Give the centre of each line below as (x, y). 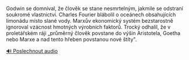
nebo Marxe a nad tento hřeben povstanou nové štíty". (71, 39)
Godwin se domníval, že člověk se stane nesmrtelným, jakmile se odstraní (95, 8)
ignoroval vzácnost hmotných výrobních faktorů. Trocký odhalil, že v (88, 27)
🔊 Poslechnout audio (32, 51)
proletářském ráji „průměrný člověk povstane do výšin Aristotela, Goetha (93, 33)
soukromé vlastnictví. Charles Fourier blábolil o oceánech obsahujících (91, 15)
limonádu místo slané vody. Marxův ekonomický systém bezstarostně (90, 21)
